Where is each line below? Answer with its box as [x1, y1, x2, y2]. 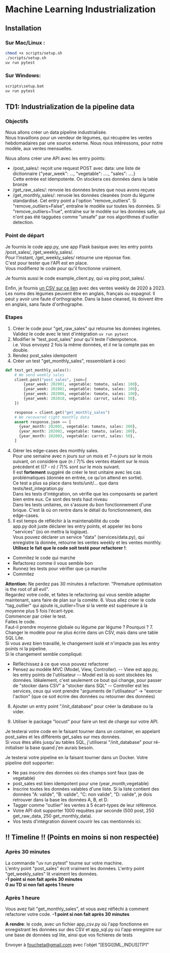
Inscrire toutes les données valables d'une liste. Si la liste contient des [12, 786, 159, 792]
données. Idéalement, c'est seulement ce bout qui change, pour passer [12, 677, 162, 683]
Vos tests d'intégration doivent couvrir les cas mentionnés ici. [12, 818, 142, 824]
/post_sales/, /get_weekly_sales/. [5, 249, 74, 255]
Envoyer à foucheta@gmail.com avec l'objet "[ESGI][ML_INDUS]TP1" [5, 941, 149, 947]
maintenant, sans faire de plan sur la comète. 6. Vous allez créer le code [5, 597, 156, 603]
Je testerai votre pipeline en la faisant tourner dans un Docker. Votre [5, 754, 148, 760]
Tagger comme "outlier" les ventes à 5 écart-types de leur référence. [12, 802, 158, 808]
